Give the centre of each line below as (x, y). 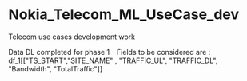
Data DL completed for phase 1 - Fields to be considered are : (110, 52)
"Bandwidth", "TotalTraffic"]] (56, 68)
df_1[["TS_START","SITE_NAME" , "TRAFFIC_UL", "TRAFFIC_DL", (113, 60)
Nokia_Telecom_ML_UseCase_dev (124, 15)
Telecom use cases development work (72, 37)
